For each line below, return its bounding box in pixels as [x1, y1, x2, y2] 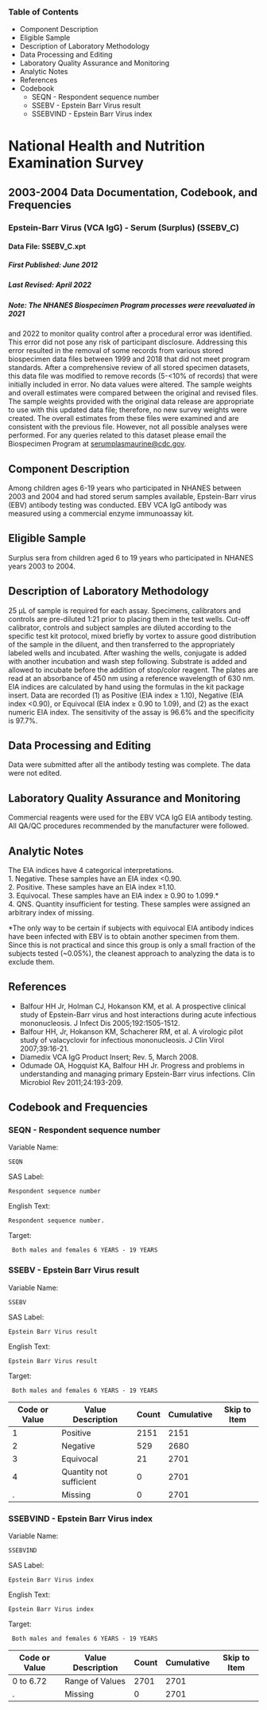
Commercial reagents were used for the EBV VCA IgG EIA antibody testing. [8, 812, 253, 823]
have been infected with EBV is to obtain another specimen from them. [8, 931, 240, 941]
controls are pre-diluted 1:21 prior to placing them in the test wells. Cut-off [8, 614, 250, 623]
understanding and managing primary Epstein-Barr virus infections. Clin [19, 1069, 256, 1079]
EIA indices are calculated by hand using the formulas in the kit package [8, 682, 245, 691]
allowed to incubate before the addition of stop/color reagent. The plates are [8, 665, 259, 674]
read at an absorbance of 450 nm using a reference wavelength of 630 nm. [8, 673, 256, 683]
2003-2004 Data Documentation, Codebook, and [8, 186, 258, 199]
